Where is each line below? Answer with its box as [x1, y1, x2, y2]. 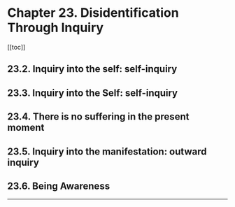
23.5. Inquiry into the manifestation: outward [7, 145, 207, 157]
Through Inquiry [7, 20, 104, 36]
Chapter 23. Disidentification [7, 5, 180, 21]
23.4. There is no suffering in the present [7, 110, 190, 123]
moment [7, 122, 45, 134]
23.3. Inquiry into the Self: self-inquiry [7, 87, 178, 99]
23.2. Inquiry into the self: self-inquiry [7, 63, 178, 75]
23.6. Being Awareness [7, 180, 111, 192]
